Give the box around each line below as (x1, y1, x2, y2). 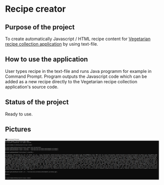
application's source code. (5, 84, 59, 90)
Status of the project (5, 98, 69, 106)
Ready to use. (5, 111, 33, 117)
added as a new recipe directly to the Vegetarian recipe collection (5, 78, 138, 84)
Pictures (5, 125, 31, 134)
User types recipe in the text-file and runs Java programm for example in (5, 68, 152, 74)
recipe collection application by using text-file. (5, 41, 99, 47)
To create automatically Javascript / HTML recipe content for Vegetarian (5, 36, 151, 42)
